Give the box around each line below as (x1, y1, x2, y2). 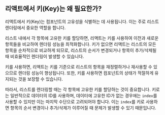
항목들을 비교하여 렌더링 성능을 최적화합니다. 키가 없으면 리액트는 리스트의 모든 (5, 41, 157, 47)
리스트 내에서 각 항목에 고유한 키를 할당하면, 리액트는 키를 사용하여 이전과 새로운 (5, 35, 159, 41)
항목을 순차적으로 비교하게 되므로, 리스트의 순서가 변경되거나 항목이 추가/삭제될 (5, 47, 157, 53)
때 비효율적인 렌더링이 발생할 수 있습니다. (5, 53, 84, 59)
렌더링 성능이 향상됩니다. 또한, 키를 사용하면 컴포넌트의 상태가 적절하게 (18, 70, 154, 76)
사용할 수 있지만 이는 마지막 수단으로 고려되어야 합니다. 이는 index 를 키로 (5, 98, 145, 104)
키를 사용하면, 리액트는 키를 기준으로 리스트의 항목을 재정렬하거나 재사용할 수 (5, 64, 153, 69)
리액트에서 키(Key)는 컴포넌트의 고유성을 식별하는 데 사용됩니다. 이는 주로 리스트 (5, 19, 159, 24)
